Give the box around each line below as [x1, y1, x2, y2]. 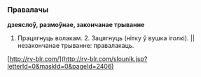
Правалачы [7, 5, 49, 15]
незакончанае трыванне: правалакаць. [17, 42, 134, 50]
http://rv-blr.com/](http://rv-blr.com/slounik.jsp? [9, 55, 148, 63]
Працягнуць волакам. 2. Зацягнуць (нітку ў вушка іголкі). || [17, 34, 195, 42]
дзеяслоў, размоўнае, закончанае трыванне [7, 21, 145, 29]
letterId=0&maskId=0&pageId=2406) [7, 62, 114, 71]
